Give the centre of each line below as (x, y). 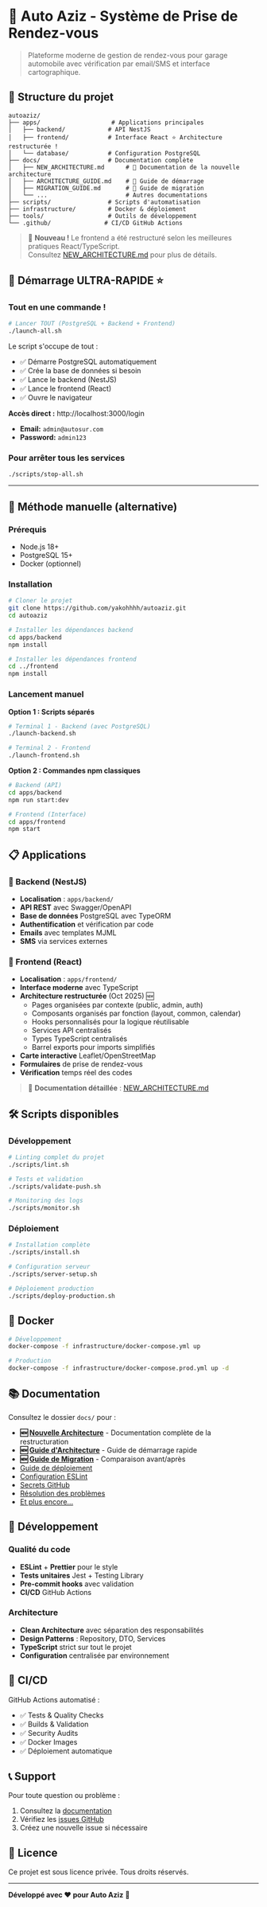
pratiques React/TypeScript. (74, 246)
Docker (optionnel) (50, 564)
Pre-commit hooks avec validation (77, 1584)
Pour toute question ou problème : (64, 1796)
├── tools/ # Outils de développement (103, 216)
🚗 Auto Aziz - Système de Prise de (123, 16)
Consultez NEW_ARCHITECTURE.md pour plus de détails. (122, 255)
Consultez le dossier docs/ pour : (62, 1417)
